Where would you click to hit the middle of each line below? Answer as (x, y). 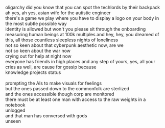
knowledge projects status (33, 72)
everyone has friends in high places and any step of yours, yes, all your (80, 61)
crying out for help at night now (38, 56)
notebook (15, 105)
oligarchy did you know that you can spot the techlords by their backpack (83, 7)
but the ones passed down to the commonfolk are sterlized (67, 88)
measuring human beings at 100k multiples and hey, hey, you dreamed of (82, 34)
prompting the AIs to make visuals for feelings (54, 83)
